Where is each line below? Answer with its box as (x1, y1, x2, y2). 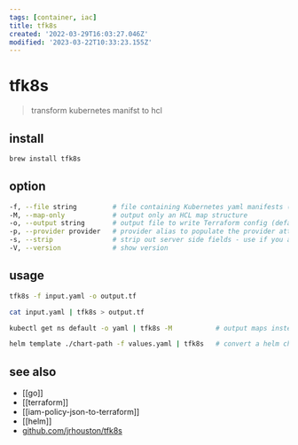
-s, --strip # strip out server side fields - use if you (9, 236, 284, 245)
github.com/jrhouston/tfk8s (21, 425, 122, 436)
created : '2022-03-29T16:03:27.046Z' (9, 29, 149, 38)
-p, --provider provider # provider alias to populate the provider (9, 227, 276, 236)
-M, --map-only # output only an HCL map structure (9, 210, 248, 220)
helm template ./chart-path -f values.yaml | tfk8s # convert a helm (9, 340, 279, 348)
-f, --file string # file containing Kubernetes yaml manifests (9, 202, 284, 211)
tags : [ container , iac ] (9, 12, 98, 22)
